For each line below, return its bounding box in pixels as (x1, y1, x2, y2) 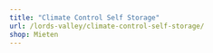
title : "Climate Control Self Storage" (9, 13, 160, 22)
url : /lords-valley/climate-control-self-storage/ (9, 22, 205, 31)
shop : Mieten (9, 30, 59, 39)
